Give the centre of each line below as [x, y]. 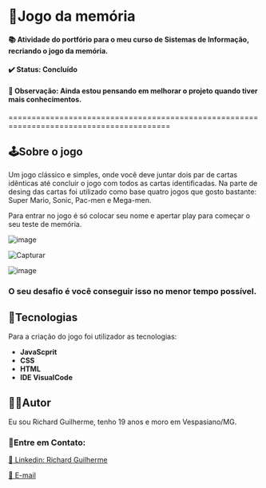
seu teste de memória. [45, 224]
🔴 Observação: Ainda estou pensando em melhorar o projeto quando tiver [133, 90]
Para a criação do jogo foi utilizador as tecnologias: [93, 337]
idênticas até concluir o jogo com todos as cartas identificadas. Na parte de [133, 184]
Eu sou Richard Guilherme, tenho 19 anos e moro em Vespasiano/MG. [123, 422]
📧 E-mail [22, 475]
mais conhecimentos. [45, 99]
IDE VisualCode [46, 378]
